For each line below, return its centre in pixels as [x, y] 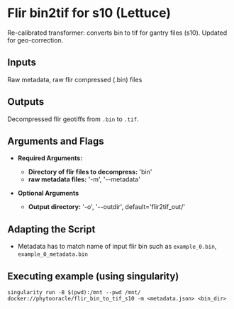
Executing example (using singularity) [93, 276]
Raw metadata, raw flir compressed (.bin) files [75, 79]
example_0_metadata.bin [53, 254]
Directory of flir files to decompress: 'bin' [90, 172]
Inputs [22, 63]
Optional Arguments [48, 193]
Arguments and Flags [56, 141]
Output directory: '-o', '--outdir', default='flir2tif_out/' [107, 207]
